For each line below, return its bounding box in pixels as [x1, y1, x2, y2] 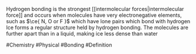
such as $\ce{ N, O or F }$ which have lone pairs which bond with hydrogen [6, 18, 191, 24]
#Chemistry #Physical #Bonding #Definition [6, 41, 112, 48]
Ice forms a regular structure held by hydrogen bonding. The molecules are [6, 24, 188, 31]
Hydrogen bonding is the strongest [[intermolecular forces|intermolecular [6, 6, 184, 12]
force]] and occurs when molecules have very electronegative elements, [6, 12, 182, 19]
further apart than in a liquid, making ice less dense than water [6, 30, 158, 37]
